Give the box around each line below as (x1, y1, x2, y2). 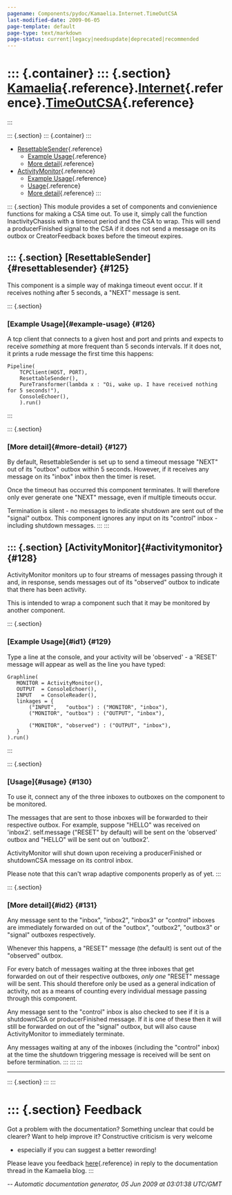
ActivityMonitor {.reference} (17, 167, 95, 175)
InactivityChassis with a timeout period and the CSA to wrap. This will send (7, 217, 221, 226)
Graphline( (7, 673, 39, 681)
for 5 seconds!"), (7, 387, 60, 395)
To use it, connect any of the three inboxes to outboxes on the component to (7, 792, 225, 800)
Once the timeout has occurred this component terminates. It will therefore (7, 486, 220, 494)
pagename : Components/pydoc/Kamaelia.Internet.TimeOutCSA (7, 10, 177, 17)
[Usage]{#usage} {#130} (7, 777, 93, 787)
